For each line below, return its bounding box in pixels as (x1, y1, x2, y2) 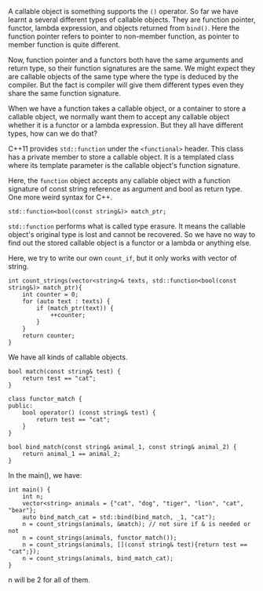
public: (8, 402, 34, 410)
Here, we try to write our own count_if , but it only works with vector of (8, 254, 237, 262)
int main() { (8, 486, 51, 494)
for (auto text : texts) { (22, 297, 111, 305)
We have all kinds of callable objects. (8, 352, 128, 362)
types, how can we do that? (8, 129, 98, 138)
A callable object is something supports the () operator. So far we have (8, 7, 239, 16)
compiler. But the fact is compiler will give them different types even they (8, 80, 245, 89)
